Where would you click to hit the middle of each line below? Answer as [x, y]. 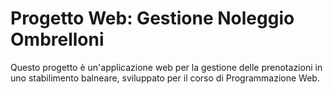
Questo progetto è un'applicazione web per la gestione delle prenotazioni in [166, 67]
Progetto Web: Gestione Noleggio [152, 18]
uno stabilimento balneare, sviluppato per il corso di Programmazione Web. [165, 78]
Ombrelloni [57, 39]
